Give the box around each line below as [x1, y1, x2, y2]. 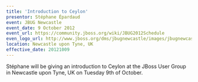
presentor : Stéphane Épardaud [6, 14, 81, 20]
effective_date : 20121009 [6, 47, 70, 53]
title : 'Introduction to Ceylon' [6, 8, 88, 15]
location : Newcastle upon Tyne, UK [6, 42, 94, 47]
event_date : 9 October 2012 [6, 25, 75, 31]
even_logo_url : [6, 36, 44, 42]
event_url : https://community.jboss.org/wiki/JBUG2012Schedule [6, 30, 165, 36]
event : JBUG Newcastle [6, 19, 62, 25]
